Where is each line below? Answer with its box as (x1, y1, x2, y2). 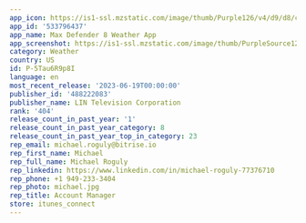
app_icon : (9, 13, 47, 23)
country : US (9, 56, 55, 65)
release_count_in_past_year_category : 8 (9, 124, 166, 133)
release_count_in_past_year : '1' (9, 115, 137, 124)
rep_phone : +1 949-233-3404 (9, 174, 117, 183)
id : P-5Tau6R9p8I (9, 65, 76, 74)
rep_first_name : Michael (9, 148, 104, 157)
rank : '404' (9, 106, 55, 116)
